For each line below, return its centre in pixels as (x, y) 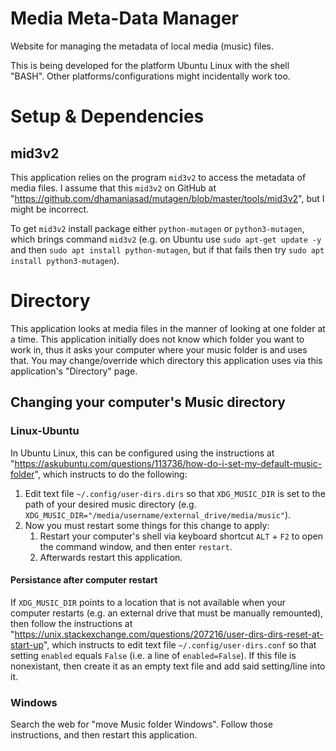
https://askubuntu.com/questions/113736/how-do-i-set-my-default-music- (168, 463)
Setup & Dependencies (107, 116)
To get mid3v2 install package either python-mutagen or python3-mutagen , (157, 228)
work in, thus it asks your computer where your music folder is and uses (159, 349)
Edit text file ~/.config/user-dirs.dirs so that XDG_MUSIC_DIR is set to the (175, 493)
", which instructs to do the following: (111, 474)
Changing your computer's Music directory (148, 402)
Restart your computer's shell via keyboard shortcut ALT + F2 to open (181, 536)
